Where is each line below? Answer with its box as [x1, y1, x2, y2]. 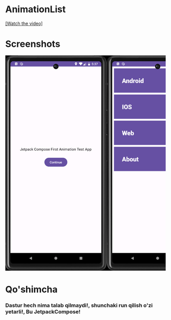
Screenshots [5, 38, 61, 50]
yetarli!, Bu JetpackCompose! [5, 308, 81, 315]
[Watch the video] [5, 20, 43, 26]
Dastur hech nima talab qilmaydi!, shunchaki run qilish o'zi [5, 302, 153, 309]
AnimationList [5, 4, 66, 15]
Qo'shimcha [5, 284, 58, 296]
